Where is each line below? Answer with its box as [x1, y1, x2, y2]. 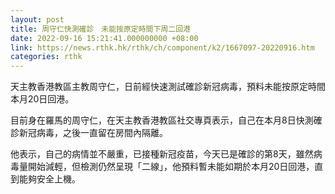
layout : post [10, 14, 65, 25]
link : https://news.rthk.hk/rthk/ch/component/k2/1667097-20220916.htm [10, 42, 315, 53]
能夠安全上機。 [18, 173, 81, 185]
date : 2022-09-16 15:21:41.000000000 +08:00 [10, 33, 199, 43]
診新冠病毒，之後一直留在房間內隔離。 [10, 127, 168, 139]
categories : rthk [10, 52, 83, 62]
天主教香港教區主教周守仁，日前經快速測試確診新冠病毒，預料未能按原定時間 [10, 81, 326, 93]
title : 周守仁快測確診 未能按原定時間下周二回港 [10, 24, 191, 34]
